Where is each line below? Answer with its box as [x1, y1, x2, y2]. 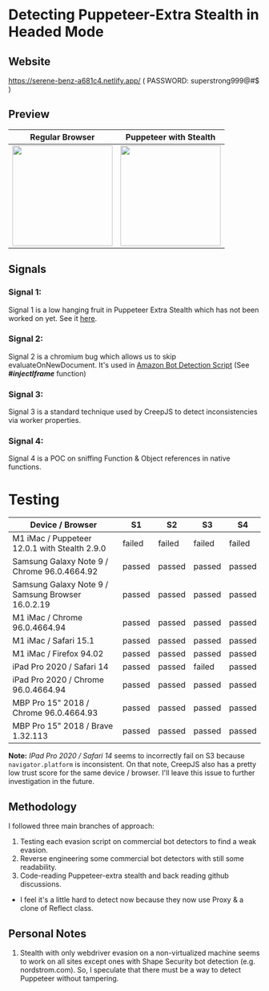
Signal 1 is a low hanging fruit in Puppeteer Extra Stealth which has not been [8, 305, 259, 315]
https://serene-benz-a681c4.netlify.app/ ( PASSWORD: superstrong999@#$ [8, 76, 260, 85]
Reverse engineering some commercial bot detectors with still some [19, 854, 244, 863]
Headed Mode [8, 22, 104, 41]
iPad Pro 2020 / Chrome [12, 674, 104, 685]
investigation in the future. [8, 777, 94, 786]
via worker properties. [8, 416, 82, 425]
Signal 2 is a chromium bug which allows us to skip [8, 351, 176, 361]
